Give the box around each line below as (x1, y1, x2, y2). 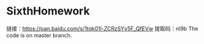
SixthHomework (6, 4, 90, 18)
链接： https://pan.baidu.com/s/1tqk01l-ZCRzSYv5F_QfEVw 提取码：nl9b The (6, 25, 199, 32)
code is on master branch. (6, 31, 72, 39)
